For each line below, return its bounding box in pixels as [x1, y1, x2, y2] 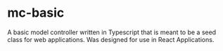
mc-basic [7, 5, 65, 21]
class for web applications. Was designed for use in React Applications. [7, 35, 215, 43]
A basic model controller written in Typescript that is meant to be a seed [7, 28, 217, 36]
